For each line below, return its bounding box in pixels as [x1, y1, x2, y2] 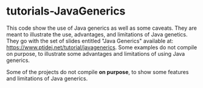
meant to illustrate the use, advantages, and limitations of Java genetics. [6, 30, 188, 38]
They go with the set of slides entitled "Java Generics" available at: [6, 37, 174, 44]
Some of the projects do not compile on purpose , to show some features [6, 68, 189, 75]
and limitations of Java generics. [6, 75, 88, 82]
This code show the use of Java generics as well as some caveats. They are [6, 24, 198, 32]
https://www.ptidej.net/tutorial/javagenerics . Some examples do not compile [6, 44, 198, 51]
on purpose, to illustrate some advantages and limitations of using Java [6, 50, 185, 57]
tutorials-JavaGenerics [6, 4, 126, 18]
